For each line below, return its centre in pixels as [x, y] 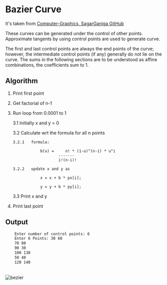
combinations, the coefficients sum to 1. [47, 65]
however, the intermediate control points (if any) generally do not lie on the [83, 54]
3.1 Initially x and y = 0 [36, 123]
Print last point [28, 206]
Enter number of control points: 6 [52, 234]
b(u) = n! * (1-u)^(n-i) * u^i [78, 151]
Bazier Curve [34, 9]
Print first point [28, 93]
